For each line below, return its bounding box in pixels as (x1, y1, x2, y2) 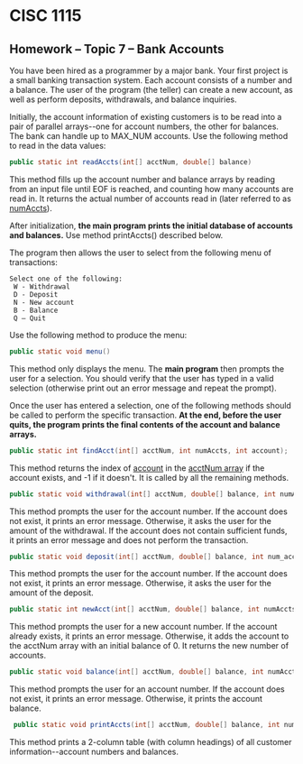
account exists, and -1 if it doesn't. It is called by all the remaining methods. (9, 472, 289, 483)
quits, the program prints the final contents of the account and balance (9, 419, 281, 429)
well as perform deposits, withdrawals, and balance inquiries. (9, 94, 237, 105)
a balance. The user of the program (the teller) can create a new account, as (9, 85, 293, 95)
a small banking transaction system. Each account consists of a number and (9, 75, 293, 86)
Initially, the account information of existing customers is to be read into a (9, 112, 282, 122)
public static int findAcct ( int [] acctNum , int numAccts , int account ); (9, 446, 289, 456)
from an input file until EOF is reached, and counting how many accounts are (9, 183, 294, 194)
